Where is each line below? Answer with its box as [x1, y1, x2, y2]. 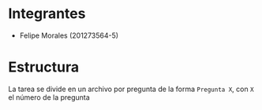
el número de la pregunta [8, 92, 91, 102]
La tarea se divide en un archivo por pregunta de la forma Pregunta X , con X [8, 84, 254, 93]
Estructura [8, 58, 80, 76]
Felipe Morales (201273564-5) [19, 31, 119, 40]
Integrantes [8, 5, 86, 23]
